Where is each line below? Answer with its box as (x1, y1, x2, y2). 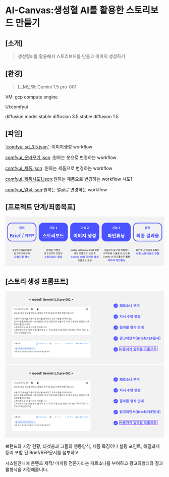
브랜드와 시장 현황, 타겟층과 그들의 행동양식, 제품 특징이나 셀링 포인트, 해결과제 (5, 443, 160, 449)
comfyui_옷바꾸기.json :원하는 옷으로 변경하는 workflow (5, 154, 117, 161)
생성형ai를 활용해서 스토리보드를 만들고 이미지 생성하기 (17, 54, 125, 59)
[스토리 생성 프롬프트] (5, 277, 69, 286)
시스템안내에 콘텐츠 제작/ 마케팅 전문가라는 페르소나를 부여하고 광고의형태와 (5, 460, 154, 466)
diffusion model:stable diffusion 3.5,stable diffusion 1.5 (5, 113, 119, 119)
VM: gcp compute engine (5, 94, 58, 100)
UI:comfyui (5, 103, 28, 110)
